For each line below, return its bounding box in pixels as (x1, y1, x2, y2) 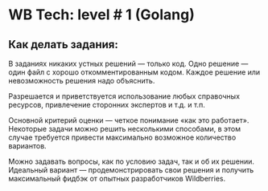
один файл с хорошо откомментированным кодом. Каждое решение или (8, 67, 261, 77)
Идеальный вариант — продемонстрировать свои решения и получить (8, 165, 254, 174)
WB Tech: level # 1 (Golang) (8, 6, 195, 24)
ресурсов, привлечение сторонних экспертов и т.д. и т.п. (8, 100, 205, 109)
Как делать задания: (8, 38, 118, 51)
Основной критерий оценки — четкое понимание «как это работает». (8, 116, 249, 125)
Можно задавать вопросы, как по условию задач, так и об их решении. (8, 156, 255, 166)
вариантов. (8, 141, 47, 150)
